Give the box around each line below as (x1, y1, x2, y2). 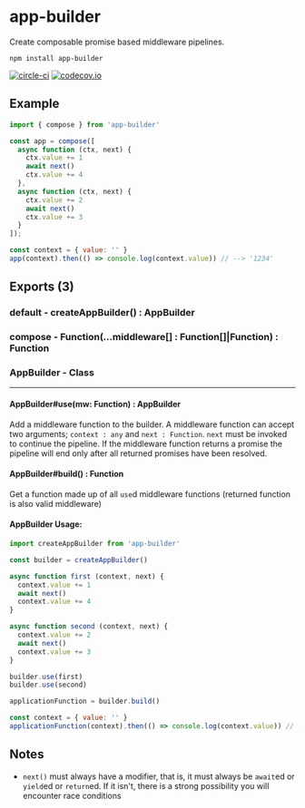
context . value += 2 (17, 630, 92, 640)
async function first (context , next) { (9, 571, 165, 581)
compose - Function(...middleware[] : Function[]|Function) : (9, 331, 279, 344)
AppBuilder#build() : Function (9, 469, 124, 480)
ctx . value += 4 (25, 170, 84, 180)
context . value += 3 (17, 647, 92, 657)
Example (9, 96, 60, 112)
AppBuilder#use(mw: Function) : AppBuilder (9, 399, 182, 409)
